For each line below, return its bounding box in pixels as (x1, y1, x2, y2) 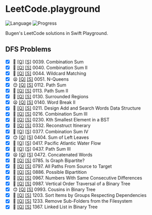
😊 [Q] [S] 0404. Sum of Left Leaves (12, 134, 89, 140)
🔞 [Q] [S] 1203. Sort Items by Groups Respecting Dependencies (12, 192, 147, 199)
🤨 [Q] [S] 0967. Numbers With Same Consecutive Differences (12, 175, 142, 181)
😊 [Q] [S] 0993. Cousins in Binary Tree (12, 186, 96, 193)
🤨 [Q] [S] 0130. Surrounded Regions (12, 94, 89, 100)
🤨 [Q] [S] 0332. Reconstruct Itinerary (12, 122, 91, 129)
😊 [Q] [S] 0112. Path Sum (12, 82, 67, 88)
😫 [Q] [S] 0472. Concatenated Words (12, 151, 93, 157)
